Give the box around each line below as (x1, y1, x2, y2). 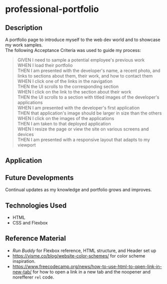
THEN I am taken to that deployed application (17, 121, 111, 126)
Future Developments (5, 173, 74, 182)
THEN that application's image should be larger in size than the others (17, 110, 162, 116)
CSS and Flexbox (12, 220, 48, 226)
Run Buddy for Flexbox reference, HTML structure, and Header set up (12, 247, 156, 253)
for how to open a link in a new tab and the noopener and (32, 268, 151, 274)
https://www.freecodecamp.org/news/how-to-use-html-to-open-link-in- (12, 263, 162, 269)
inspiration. (12, 258, 36, 264)
